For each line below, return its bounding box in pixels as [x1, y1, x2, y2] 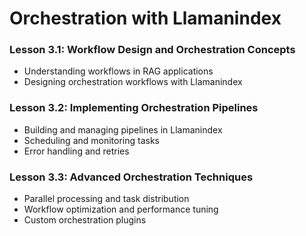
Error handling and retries [23, 145, 130, 157]
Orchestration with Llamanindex [9, 7, 282, 30]
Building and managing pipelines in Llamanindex [23, 123, 223, 136]
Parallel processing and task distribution [23, 193, 190, 205]
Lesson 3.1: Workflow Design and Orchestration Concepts [9, 43, 296, 57]
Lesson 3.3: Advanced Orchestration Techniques [9, 170, 254, 184]
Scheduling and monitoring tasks [23, 134, 161, 146]
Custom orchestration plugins [23, 214, 147, 226]
